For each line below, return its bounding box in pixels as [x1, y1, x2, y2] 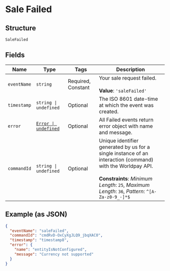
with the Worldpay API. [99, 162, 153, 169]
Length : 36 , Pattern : [99, 187, 145, 195]
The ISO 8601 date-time [99, 95, 158, 102]
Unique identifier [99, 137, 139, 144]
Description [116, 66, 145, 73]
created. [99, 108, 119, 115]
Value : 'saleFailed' [99, 87, 147, 94]
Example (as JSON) [5, 210, 67, 219]
